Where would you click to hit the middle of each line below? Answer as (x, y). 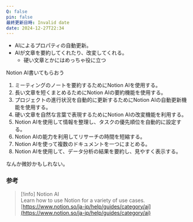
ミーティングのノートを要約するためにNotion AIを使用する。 (87, 85)
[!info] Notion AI (40, 194)
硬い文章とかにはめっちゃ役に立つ (65, 60)
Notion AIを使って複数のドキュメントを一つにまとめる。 (83, 144)
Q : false (17, 11)
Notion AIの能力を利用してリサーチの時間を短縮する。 (80, 137)
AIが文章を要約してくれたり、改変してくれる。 (71, 53)
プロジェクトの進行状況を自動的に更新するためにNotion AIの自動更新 (98, 100)
